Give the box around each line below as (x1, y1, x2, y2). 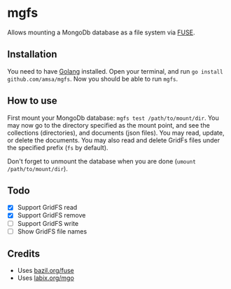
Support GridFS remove (17, 211, 86, 220)
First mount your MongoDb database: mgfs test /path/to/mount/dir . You (7, 114, 219, 122)
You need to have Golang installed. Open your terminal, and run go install (7, 67, 223, 75)
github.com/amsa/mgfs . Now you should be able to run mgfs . (7, 74, 178, 83)
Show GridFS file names (17, 227, 87, 236)
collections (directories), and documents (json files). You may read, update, (7, 128, 225, 137)
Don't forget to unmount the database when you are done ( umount (7, 156, 196, 166)
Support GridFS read (17, 203, 78, 212)
